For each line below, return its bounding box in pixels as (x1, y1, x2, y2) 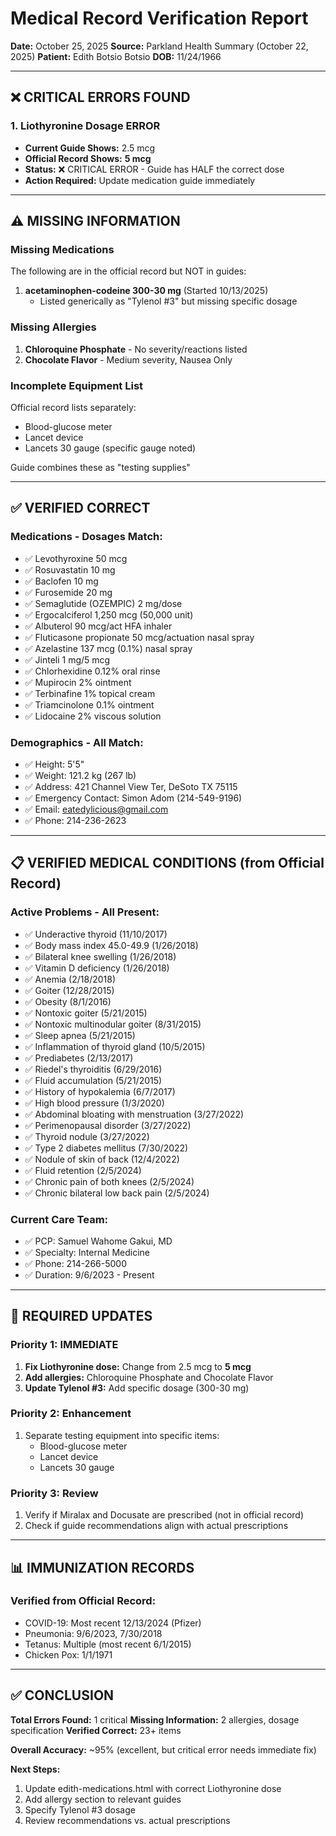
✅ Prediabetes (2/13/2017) (24, 1052, 134, 1064)
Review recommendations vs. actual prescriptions (24, 1814, 231, 1826)
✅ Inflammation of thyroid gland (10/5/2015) (24, 1040, 206, 1052)
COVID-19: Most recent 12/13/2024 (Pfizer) (24, 1617, 202, 1629)
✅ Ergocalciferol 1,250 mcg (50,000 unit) (24, 608, 194, 621)
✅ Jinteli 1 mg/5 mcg (24, 653, 111, 666)
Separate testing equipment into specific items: (24, 1429, 220, 1441)
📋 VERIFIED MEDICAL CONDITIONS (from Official (10, 855, 325, 872)
